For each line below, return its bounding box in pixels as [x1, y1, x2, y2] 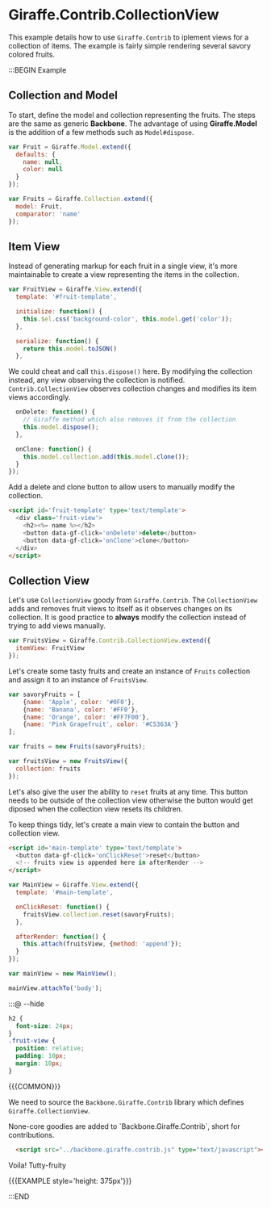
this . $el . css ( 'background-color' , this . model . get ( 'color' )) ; [23, 315, 233, 323]
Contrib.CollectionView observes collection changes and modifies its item [8, 384, 256, 393]
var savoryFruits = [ [8, 690, 81, 698]
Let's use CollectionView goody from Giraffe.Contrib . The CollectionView [8, 595, 258, 605]
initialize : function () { [15, 308, 103, 316]
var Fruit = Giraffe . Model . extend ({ [8, 143, 131, 151]
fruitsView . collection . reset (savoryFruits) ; [23, 910, 175, 918]
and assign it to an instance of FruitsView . [8, 674, 149, 684]
